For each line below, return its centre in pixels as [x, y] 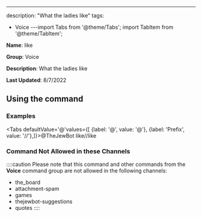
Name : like [20, 45]
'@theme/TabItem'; [39, 33]
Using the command [45, 99]
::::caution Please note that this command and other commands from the [96, 164]
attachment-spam [37, 188]
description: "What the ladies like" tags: [55, 15]
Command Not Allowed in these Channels [68, 151]
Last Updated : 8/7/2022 [36, 80]
